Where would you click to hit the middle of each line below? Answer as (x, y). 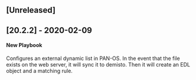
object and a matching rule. (39, 71)
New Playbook (24, 45)
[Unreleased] (31, 10)
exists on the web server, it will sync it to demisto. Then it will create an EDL (98, 64)
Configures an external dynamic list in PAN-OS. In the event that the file (93, 58)
